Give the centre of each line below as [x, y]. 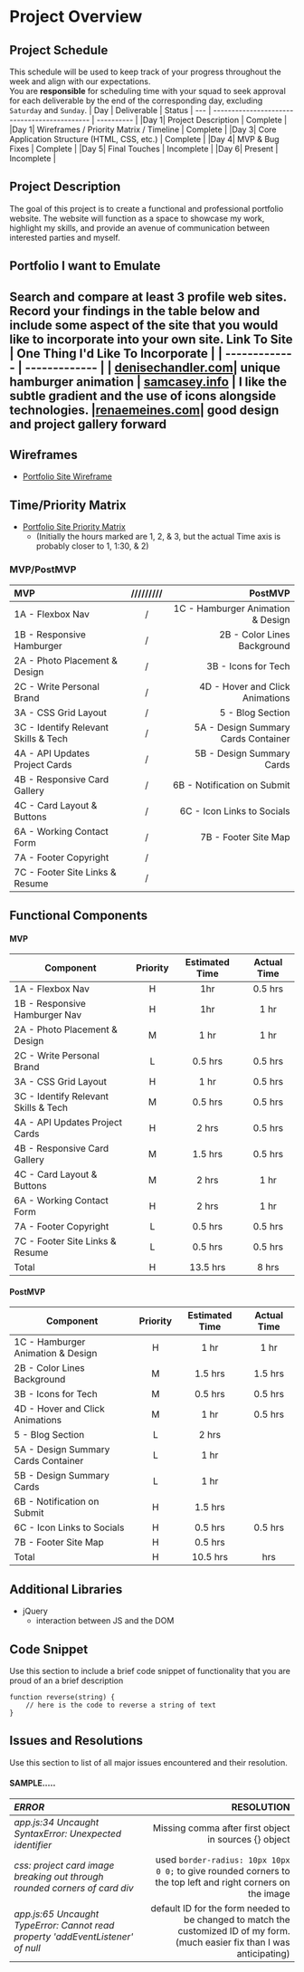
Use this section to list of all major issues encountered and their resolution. [148, 1762]
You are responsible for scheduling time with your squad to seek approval [148, 91]
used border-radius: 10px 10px [223, 1860]
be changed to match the [237, 1919]
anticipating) [263, 1953]
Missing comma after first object [221, 1828]
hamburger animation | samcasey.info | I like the [148, 382]
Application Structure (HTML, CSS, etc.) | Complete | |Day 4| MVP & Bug [144, 139]
